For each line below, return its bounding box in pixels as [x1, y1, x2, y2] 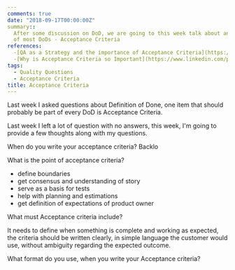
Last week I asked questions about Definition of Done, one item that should [7, 100, 224, 109]
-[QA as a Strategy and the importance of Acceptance [13, 50, 173, 57]
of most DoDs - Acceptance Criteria [13, 36, 120, 43]
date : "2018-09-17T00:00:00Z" [7, 17, 96, 24]
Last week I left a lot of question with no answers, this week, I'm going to [7, 121, 217, 130]
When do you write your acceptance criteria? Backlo [7, 142, 159, 151]
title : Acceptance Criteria [7, 82, 90, 89]
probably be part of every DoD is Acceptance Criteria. [7, 108, 163, 117]
